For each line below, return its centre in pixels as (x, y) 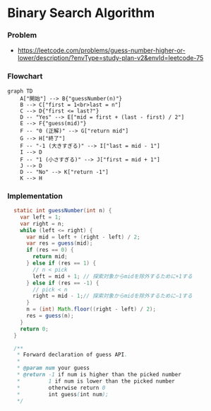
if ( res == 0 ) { (50, 250)
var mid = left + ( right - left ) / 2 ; (83, 237)
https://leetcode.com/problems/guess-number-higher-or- (101, 50)
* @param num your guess (53, 368)
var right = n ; (42, 224)
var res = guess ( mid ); (59, 243)
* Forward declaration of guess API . (72, 355)
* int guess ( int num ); (63, 394)
